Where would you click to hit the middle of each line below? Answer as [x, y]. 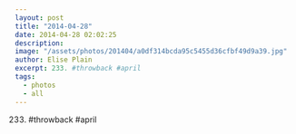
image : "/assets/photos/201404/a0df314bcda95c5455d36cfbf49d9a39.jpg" [151, 52]
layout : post [39, 18]
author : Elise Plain [54, 60]
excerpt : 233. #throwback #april [78, 69]
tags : [25, 77]
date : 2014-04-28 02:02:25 [66, 34]
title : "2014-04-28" [54, 26]
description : [39, 43]
